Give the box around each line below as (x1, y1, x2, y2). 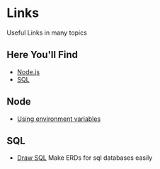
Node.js (16, 67, 40, 76)
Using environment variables (16, 115, 101, 123)
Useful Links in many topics (6, 28, 88, 37)
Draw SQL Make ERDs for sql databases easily (16, 153, 153, 162)
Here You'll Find (6, 49, 79, 61)
